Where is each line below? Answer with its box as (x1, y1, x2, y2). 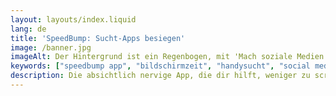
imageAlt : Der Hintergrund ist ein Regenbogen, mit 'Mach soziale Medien (10, 52, 325, 62)
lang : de (10, 24, 47, 34)
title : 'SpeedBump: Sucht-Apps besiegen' (10, 33, 186, 43)
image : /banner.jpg (10, 42, 92, 53)
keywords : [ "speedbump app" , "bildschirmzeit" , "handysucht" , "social (10, 61, 311, 71)
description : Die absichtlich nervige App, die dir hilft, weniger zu (10, 71, 311, 81)
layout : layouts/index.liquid (10, 14, 137, 25)
